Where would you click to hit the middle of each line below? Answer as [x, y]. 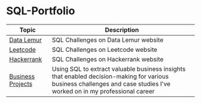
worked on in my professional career [103, 91]
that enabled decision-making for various [110, 76]
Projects [21, 83]
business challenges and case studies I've [111, 83]
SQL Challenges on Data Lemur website [107, 40]
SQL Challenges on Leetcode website [104, 49]
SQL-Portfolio [41, 11]
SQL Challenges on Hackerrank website [108, 59]
